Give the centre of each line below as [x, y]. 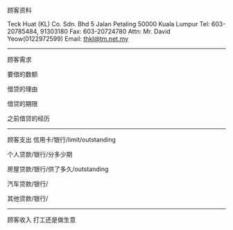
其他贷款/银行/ [28, 198]
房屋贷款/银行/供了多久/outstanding [58, 169]
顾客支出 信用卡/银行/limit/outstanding [62, 140]
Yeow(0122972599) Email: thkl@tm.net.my [68, 39]
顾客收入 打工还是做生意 [42, 220]
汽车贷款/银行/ [28, 184]
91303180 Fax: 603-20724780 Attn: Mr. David [106, 31]
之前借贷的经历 [28, 118]
